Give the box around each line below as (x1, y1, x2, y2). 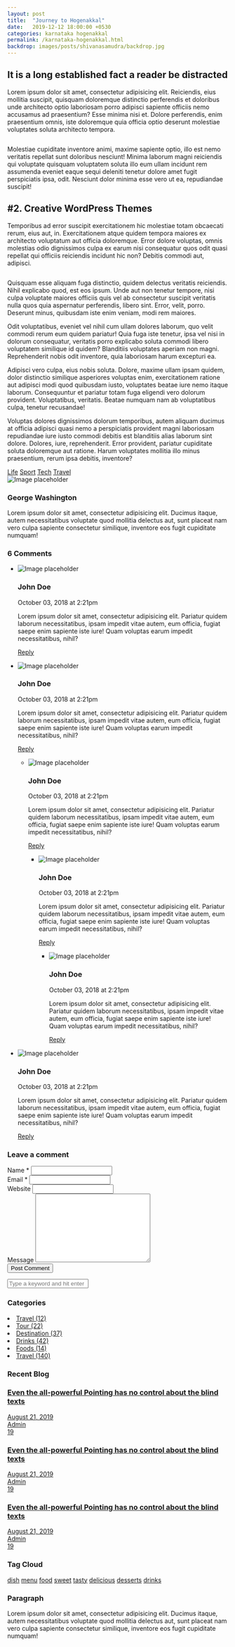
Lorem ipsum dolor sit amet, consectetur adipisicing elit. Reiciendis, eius (7, 87, 216, 96)
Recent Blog (7, 1369, 50, 1379)
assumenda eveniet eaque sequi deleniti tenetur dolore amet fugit (7, 167, 198, 176)
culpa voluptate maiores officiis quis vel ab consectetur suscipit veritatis (7, 293, 216, 302)
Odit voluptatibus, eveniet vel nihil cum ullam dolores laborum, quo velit (7, 322, 214, 331)
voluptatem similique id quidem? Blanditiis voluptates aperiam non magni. (7, 344, 220, 352)
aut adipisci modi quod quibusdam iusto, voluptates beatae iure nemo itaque (7, 381, 229, 389)
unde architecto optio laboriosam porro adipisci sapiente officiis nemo (7, 103, 210, 111)
